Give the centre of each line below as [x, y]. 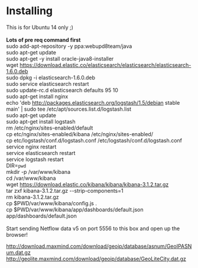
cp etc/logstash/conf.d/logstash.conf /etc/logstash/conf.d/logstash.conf [94, 140]
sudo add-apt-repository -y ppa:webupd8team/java [69, 46]
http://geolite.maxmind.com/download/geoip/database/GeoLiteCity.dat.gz [96, 259]
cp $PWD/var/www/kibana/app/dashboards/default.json [75, 209]
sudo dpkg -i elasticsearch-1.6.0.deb [51, 78]
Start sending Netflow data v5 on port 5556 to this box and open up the [93, 228]
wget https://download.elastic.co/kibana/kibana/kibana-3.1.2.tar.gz [87, 184]
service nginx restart [31, 147]
